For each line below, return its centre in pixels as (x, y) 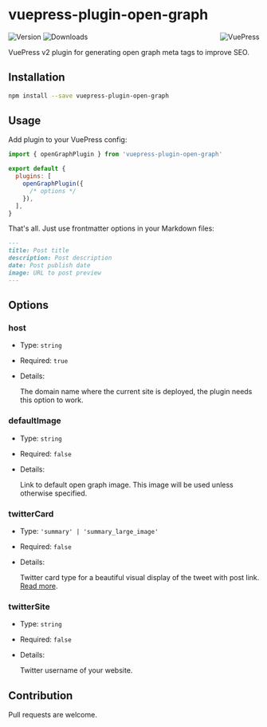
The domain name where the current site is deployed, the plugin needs (136, 392)
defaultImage (35, 421)
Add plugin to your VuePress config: (68, 140)
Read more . (39, 586)
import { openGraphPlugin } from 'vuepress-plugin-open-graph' (116, 154)
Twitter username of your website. (76, 670)
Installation (37, 77)
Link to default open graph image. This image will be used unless (126, 484)
